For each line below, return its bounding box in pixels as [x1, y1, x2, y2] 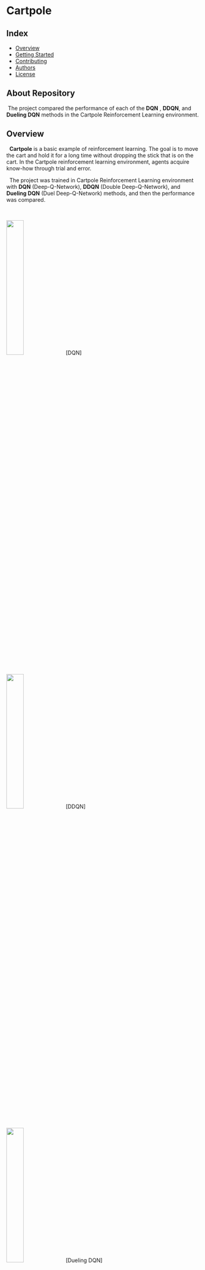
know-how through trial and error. [6, 164, 92, 172]
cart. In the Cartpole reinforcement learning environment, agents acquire [6, 158, 190, 166]
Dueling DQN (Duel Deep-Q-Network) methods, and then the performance [6, 189, 195, 197]
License [15, 71, 35, 77]
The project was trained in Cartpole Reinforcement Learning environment [9, 176, 194, 184]
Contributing [15, 58, 47, 64]
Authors [15, 64, 35, 71]
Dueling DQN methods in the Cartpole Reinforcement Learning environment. [6, 111, 199, 118]
